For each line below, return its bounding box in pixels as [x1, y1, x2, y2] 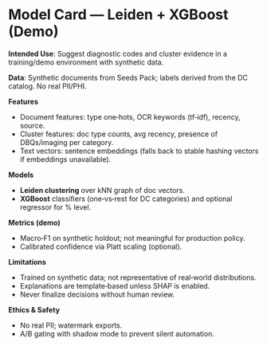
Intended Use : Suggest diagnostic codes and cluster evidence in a [8, 49, 227, 58]
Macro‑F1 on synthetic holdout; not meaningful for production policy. [19, 233, 245, 242]
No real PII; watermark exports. [19, 320, 123, 330]
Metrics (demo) [8, 218, 61, 227]
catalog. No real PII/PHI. [8, 81, 87, 91]
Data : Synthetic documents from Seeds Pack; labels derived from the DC [8, 73, 249, 82]
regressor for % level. [19, 202, 92, 212]
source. [19, 120, 45, 130]
